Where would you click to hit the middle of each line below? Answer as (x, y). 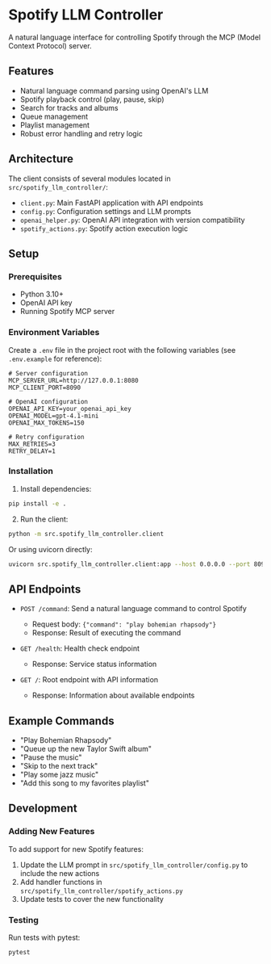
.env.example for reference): (55, 358)
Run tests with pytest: (44, 937)
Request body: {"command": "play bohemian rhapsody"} (124, 624)
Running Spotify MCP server (67, 312)
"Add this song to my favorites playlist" (84, 783)
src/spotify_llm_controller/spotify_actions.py (101, 891)
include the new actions (60, 873)
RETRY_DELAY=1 (32, 451)
